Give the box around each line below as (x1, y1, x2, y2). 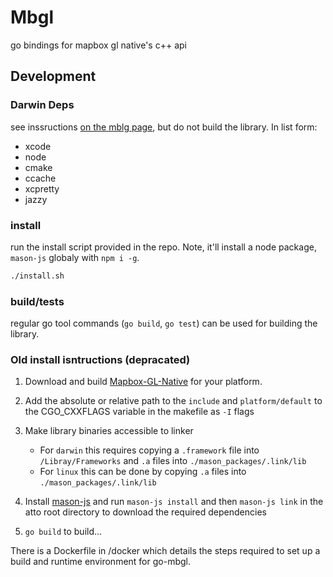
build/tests (10, 294, 65, 308)
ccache (24, 172, 57, 184)
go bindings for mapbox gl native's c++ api (10, 39, 187, 51)
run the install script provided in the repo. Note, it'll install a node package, (10, 241, 317, 253)
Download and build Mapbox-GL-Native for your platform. (24, 376, 263, 388)
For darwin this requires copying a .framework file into (39, 444, 260, 456)
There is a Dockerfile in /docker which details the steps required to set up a (10, 545, 321, 557)
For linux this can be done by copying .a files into (39, 466, 247, 478)
